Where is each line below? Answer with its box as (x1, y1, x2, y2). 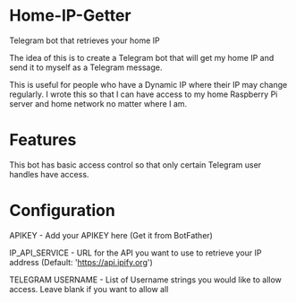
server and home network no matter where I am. (9, 98, 188, 108)
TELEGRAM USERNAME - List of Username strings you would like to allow (9, 274, 282, 285)
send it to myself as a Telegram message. (9, 62, 163, 73)
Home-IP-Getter (9, 5, 131, 26)
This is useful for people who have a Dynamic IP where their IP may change (9, 79, 288, 90)
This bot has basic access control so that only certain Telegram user (9, 159, 262, 170)
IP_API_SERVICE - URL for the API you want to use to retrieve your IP (9, 247, 262, 258)
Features (9, 130, 77, 151)
